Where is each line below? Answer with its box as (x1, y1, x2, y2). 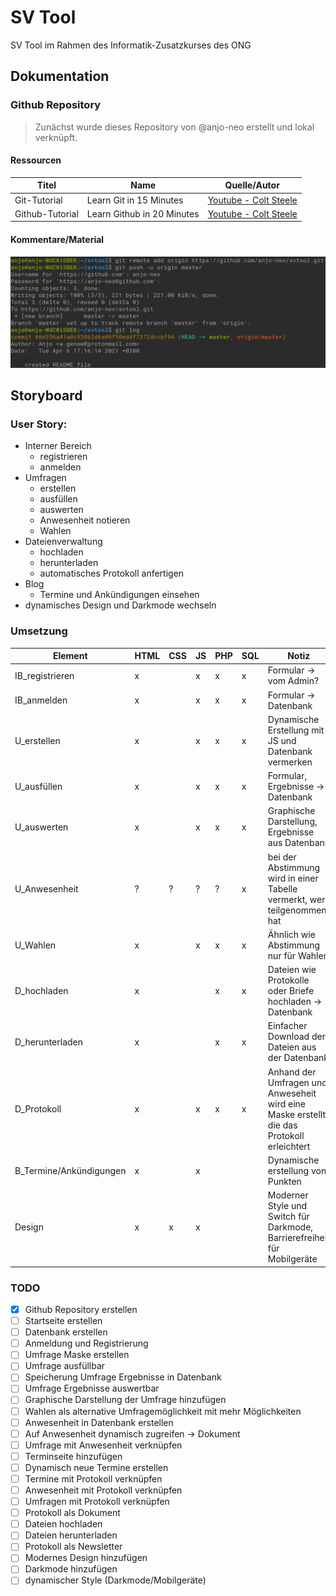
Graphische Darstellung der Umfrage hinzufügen (24, 1394, 227, 1406)
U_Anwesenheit (14, 882, 79, 895)
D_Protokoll (14, 1103, 62, 1115)
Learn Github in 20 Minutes (86, 207, 200, 220)
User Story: (10, 417, 68, 431)
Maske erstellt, (267, 1108, 328, 1120)
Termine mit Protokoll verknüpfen (24, 1472, 163, 1485)
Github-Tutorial (14, 207, 79, 220)
